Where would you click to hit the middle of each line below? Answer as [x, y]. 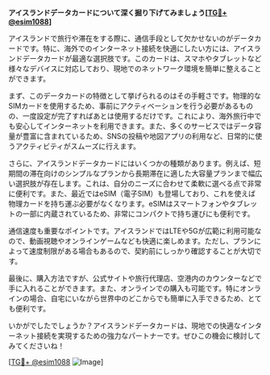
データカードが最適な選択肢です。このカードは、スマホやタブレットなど [142, 58]
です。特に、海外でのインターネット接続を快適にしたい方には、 [128, 48]
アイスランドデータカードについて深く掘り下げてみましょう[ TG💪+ [118, 12]
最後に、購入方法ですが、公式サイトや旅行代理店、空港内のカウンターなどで [135, 278]
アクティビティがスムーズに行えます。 [78, 146]
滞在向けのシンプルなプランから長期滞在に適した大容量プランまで [139, 173]
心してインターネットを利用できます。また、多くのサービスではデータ [139, 126]
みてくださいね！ [37, 346]
